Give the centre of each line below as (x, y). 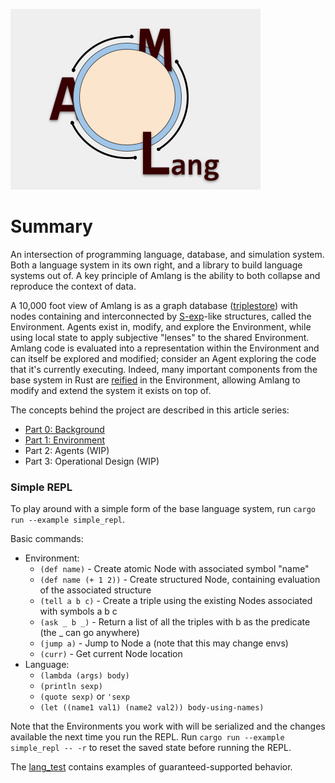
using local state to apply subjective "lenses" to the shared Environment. (160, 337)
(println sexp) (71, 687)
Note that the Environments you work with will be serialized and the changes (168, 726)
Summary (51, 226)
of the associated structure (95, 590)
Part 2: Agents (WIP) (67, 450)
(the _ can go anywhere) (89, 633)
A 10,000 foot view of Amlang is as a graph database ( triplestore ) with (154, 305)
